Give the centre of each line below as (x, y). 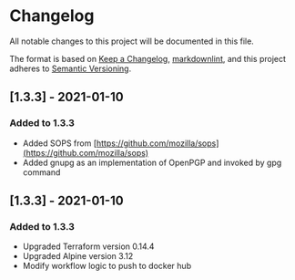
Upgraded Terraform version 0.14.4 (88, 246)
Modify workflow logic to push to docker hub (107, 266)
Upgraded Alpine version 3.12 (78, 256)
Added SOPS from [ (60, 143)
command (41, 172)
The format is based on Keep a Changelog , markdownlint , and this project (148, 58)
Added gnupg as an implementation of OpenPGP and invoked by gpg (152, 162)
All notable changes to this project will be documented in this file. (132, 41)
